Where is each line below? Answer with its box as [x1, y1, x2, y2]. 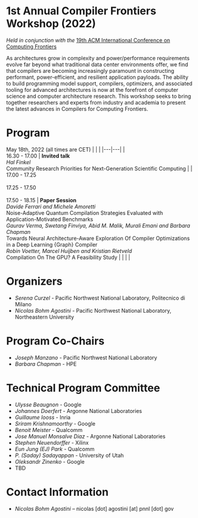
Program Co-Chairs [6, 334, 105, 347]
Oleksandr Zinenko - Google [14, 458, 85, 465]
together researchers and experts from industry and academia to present [6, 98, 186, 106]
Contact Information [6, 485, 109, 499]
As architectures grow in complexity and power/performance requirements [6, 54, 190, 61]
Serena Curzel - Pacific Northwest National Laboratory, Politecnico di [14, 294, 185, 301]
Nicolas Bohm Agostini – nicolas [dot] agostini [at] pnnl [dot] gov [14, 505, 174, 512]
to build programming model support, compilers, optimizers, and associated [6, 79, 193, 87]
